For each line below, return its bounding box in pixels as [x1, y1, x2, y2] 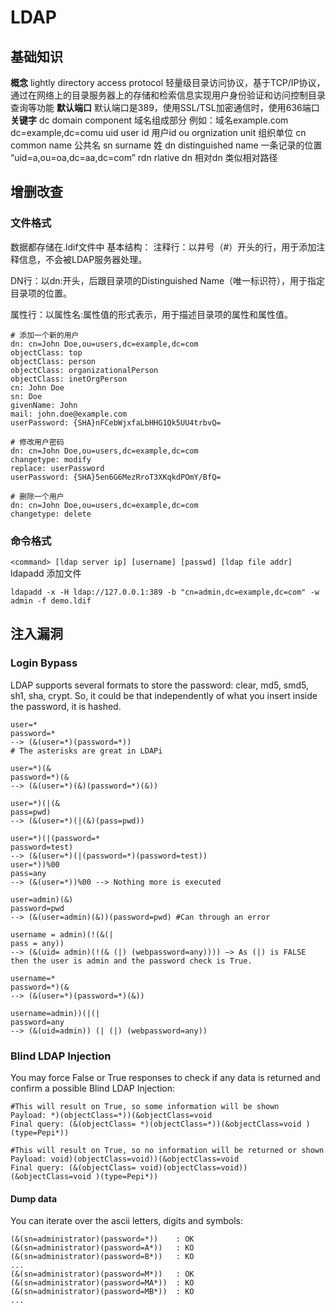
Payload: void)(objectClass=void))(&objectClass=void [10, 1154, 240, 1164]
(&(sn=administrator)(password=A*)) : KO [10, 1243, 195, 1253]
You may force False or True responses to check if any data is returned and [10, 1071, 321, 1083]
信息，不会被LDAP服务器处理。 [18, 253, 148, 265]
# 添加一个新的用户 [10, 330, 80, 340]
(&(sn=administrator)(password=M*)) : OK [10, 1269, 195, 1280]
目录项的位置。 [10, 287, 72, 299]
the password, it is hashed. [10, 700, 122, 712]
